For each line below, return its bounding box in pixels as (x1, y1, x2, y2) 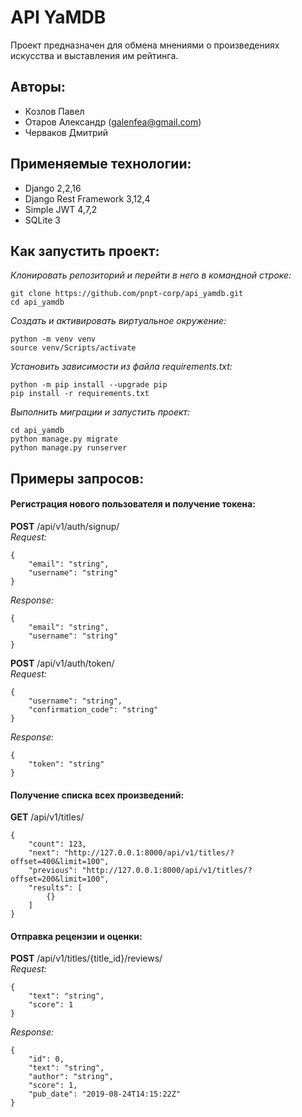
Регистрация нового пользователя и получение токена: (10, 498, 256, 510)
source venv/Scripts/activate (10, 343, 137, 353)
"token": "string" (28, 759, 105, 769)
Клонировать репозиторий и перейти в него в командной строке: (10, 269, 292, 281)
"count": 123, (28, 839, 87, 850)
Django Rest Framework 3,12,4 (24, 192, 151, 205)
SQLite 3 (24, 214, 61, 226)
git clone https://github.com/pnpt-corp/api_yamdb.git (10, 289, 244, 299)
